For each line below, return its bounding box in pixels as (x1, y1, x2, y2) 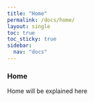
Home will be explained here (7, 87, 88, 95)
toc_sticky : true (7, 36, 57, 43)
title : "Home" (7, 10, 48, 17)
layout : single (7, 23, 51, 30)
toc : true (7, 29, 36, 37)
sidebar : (7, 42, 32, 49)
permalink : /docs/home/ (7, 17, 75, 23)
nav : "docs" (13, 49, 48, 56)
